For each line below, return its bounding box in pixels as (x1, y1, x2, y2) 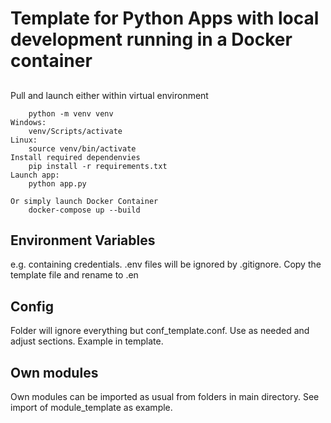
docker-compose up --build (28, 205, 141, 215)
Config (10, 298, 54, 315)
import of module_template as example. (10, 402, 173, 414)
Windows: (10, 117, 47, 127)
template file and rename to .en (10, 269, 139, 281)
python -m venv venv (28, 108, 114, 119)
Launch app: (10, 170, 60, 180)
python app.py (28, 178, 87, 189)
